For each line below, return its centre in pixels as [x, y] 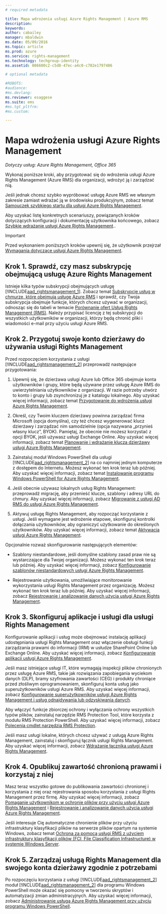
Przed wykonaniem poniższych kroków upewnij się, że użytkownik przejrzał [83, 245]
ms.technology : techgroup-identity [42, 61]
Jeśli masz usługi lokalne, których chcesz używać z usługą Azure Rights [79, 735]
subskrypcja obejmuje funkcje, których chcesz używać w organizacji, [77, 302]
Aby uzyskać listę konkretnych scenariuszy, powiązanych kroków [72, 215]
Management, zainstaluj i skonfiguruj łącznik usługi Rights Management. [79, 740]
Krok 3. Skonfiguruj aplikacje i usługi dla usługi [79, 617]
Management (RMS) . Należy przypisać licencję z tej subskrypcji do [74, 313]
